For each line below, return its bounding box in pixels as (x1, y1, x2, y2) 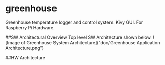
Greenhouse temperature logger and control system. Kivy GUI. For (5, 19, 143, 25)
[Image (5, 39, 20, 45)
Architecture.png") (5, 45, 44, 51)
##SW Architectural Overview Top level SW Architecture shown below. (5, 34, 152, 40)
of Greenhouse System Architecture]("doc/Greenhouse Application (21, 39, 160, 45)
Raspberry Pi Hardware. (5, 24, 55, 30)
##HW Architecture (5, 54, 45, 60)
